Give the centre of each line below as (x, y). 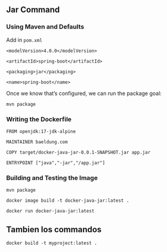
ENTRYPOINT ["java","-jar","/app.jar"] (56, 163)
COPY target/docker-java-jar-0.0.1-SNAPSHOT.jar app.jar (78, 152)
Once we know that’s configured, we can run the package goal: (84, 93)
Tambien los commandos (54, 229)
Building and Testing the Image (52, 177)
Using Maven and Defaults (45, 27)
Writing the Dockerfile (39, 119)
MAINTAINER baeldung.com (37, 142)
